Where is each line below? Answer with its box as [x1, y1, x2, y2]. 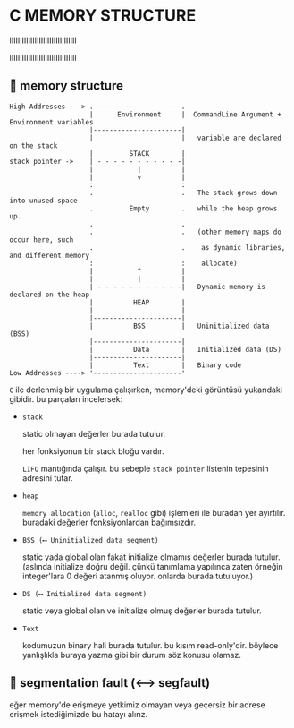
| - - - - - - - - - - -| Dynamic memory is [88, 282, 266, 291]
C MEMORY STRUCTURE [9, 5, 197, 26]
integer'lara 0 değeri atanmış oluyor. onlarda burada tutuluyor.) [21, 570, 254, 581]
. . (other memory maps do [88, 227, 281, 236]
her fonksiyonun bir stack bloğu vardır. [21, 445, 165, 457]
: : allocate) [88, 259, 239, 268]
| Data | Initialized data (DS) [88, 345, 281, 354]
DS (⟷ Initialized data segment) [21, 589, 147, 598]
